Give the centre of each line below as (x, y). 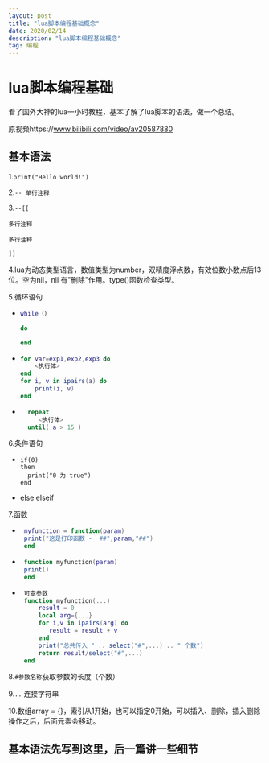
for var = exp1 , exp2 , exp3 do (65, 359)
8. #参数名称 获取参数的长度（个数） (64, 677)
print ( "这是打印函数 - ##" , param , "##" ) (89, 539)
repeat (39, 412)
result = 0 (56, 608)
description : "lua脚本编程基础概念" (65, 38)
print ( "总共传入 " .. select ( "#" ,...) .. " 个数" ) (121, 645)
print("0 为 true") (59, 476)
